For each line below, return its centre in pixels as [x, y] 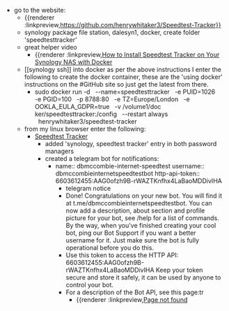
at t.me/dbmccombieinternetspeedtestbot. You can [139, 203]
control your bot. [89, 285]
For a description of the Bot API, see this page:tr [135, 292]
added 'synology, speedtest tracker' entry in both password [131, 144]
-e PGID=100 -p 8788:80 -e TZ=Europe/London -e [112, 99]
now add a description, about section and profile [135, 210]
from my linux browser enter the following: [85, 129]
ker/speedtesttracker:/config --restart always [101, 114]
